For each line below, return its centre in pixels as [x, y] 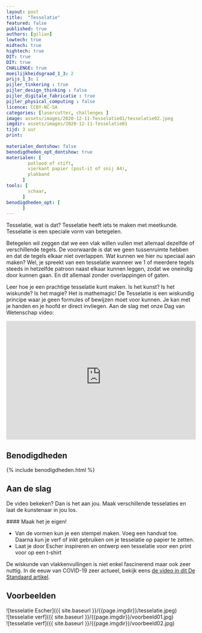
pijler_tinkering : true [37, 85]
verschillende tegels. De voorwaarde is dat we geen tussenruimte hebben [97, 250]
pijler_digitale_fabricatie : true [51, 96]
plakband [39, 175]
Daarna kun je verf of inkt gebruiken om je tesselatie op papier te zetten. [105, 540]
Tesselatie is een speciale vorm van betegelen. [64, 231]
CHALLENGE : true [26, 68]
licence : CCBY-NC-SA [32, 107]
